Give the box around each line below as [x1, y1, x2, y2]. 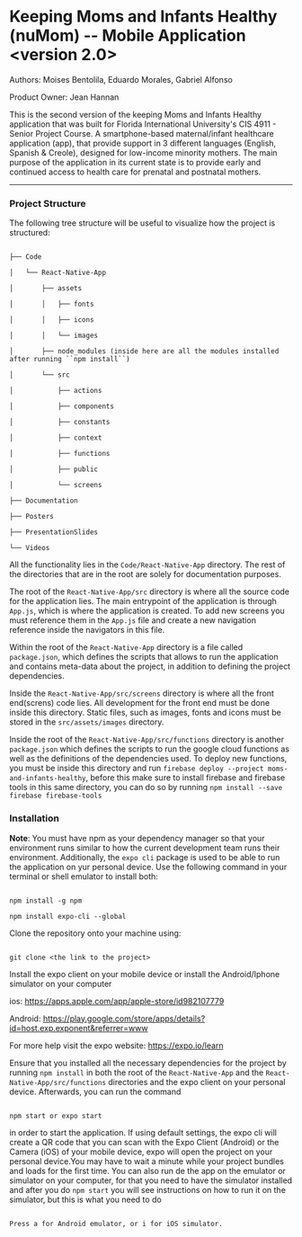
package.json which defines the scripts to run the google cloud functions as [9, 743, 290, 754]
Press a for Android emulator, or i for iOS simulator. [9, 1219, 223, 1228]
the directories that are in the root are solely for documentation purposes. [9, 569, 281, 580]
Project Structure [9, 197, 86, 209]
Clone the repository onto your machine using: [9, 928, 182, 939]
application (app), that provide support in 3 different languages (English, [9, 138, 277, 148]
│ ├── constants [9, 418, 111, 427]
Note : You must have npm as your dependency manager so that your [9, 832, 265, 843]
